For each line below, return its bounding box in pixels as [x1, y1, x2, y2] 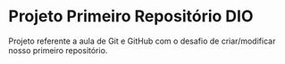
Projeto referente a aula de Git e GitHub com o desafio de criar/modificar [8, 36, 276, 46]
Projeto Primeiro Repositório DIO [8, 6, 254, 27]
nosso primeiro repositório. [8, 44, 108, 55]
